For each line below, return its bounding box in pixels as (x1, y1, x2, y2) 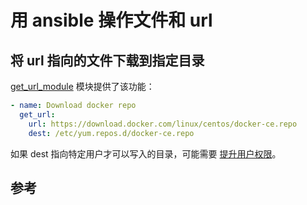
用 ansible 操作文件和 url (10, 9, 213, 32)
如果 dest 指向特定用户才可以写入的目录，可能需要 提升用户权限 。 (10, 147, 282, 160)
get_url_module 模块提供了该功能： (10, 81, 155, 92)
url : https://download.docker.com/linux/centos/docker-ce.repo (28, 119, 298, 129)
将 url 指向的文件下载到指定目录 (10, 52, 205, 69)
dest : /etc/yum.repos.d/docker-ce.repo (28, 128, 195, 138)
